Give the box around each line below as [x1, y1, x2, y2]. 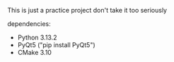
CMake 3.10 [17, 49, 52, 56]
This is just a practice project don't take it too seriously [7, 6, 168, 14]
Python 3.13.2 [17, 33, 58, 42]
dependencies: [7, 20, 51, 27]
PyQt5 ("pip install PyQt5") [17, 41, 95, 49]
